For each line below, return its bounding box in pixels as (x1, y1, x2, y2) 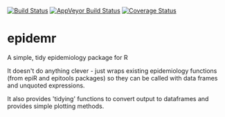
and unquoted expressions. (7, 81, 85, 89)
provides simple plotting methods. (7, 102, 105, 110)
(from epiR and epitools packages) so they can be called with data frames (7, 74, 218, 82)
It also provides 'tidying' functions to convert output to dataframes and (7, 94, 209, 103)
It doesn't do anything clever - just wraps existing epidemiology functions (7, 66, 217, 75)
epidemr (7, 31, 57, 46)
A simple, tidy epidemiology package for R (7, 53, 128, 61)
